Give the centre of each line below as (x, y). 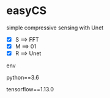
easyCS (27, 11)
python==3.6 (23, 78)
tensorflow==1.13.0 (30, 89)
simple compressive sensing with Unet (55, 28)
